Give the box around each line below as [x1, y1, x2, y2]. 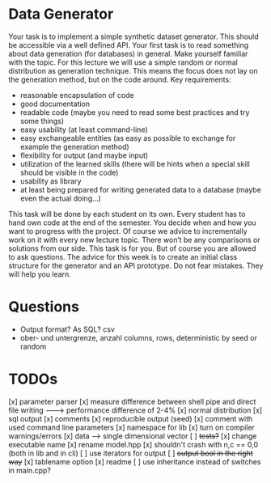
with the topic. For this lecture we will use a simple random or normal [8, 57, 239, 67]
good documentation [19, 99, 91, 108]
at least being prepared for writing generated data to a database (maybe [19, 184, 261, 194]
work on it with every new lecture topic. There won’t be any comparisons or [8, 235, 260, 244]
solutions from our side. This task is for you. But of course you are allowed [8, 244, 256, 253]
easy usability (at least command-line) [19, 125, 148, 134]
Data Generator [8, 5, 114, 23]
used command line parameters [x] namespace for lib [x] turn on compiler [8, 422, 255, 432]
